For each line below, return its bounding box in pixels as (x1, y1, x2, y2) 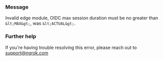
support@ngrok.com (5, 49, 49, 56)
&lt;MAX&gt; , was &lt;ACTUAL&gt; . (5, 20, 76, 26)
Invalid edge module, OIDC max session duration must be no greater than (5, 15, 158, 21)
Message (5, 4, 29, 11)
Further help (5, 33, 36, 40)
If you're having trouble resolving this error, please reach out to (5, 44, 137, 50)
